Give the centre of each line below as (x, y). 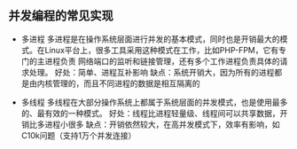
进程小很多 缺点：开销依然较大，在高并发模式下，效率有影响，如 (162, 124)
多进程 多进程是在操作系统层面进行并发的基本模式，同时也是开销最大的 (150, 39)
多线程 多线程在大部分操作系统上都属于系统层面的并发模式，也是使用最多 (154, 102)
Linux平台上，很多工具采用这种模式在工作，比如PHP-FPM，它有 (162, 50)
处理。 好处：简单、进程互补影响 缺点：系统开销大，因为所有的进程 (152, 72)
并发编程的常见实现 (61, 16)
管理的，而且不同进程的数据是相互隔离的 (126, 83)
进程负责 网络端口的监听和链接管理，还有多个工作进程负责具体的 (162, 61)
